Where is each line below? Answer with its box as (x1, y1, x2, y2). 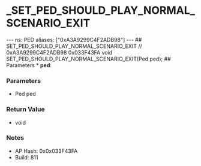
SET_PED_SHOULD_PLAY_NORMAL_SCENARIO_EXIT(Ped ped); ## (6, 55, 171, 62)
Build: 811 (14, 153, 38, 161)
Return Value (6, 105, 45, 114)
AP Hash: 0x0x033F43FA (14, 147, 78, 155)
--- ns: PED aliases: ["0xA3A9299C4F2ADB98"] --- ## (6, 36, 142, 43)
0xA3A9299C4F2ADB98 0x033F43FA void (6, 49, 113, 56)
